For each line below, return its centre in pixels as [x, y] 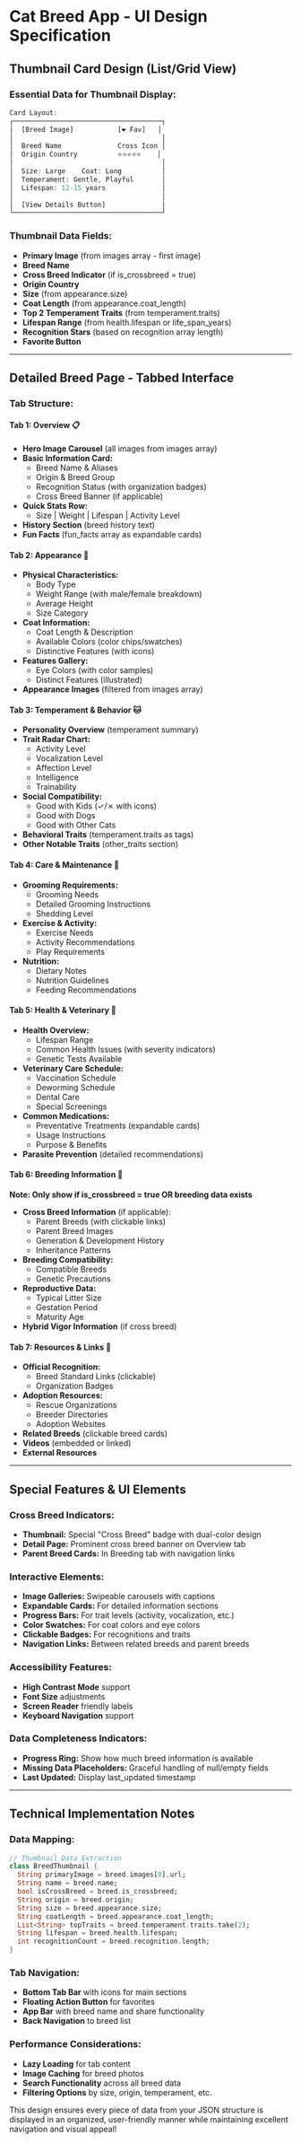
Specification [60, 35]
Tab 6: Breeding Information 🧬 [66, 1175]
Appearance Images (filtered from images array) [112, 689]
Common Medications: [66, 1115]
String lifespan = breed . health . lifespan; [98, 1933]
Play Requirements [70, 951]
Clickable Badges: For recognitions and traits [106, 1634]
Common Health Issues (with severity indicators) [126, 1049]
